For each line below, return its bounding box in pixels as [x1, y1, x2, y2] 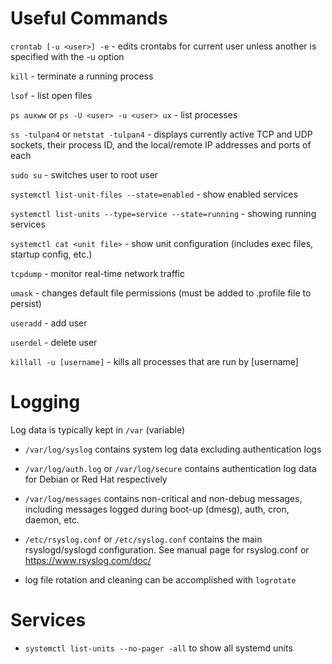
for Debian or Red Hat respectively [24, 473, 168, 485]
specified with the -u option [10, 50, 125, 62]
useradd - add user [10, 317, 88, 329]
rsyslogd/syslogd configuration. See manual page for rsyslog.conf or [24, 543, 310, 556]
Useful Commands [10, 7, 168, 30]
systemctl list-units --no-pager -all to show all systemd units [24, 642, 293, 654]
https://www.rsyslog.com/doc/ [24, 554, 152, 566]
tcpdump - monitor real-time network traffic [10, 267, 186, 279]
